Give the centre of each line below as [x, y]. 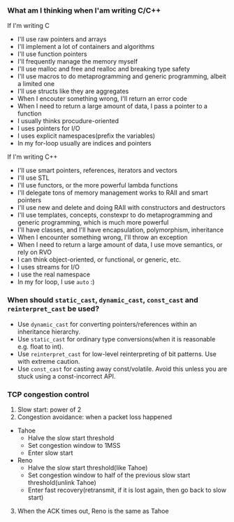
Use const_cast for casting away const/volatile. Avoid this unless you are [122, 369]
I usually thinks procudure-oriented [68, 121]
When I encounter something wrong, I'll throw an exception [102, 237]
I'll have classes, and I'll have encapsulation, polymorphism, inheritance [120, 230]
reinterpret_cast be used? [53, 309]
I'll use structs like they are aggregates [73, 91]
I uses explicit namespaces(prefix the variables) [86, 136]
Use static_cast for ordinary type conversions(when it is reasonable [116, 339]
